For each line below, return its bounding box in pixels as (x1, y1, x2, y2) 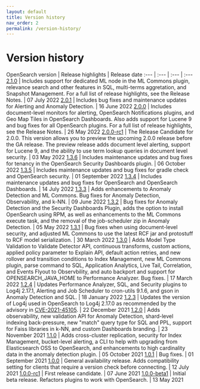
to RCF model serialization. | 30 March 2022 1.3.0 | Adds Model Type (6, 236, 176, 244)
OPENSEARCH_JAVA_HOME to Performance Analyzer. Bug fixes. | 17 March (6, 275, 193, 282)
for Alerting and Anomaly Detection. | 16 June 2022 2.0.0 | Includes (6, 103, 172, 110)
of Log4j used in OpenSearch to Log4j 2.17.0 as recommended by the (6, 300, 176, 307)
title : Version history (6, 14, 66, 20)
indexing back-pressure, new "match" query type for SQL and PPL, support (6, 319, 192, 326)
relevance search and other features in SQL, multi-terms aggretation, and (6, 84, 187, 91)
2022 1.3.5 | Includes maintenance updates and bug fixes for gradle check (6, 166, 189, 174)
